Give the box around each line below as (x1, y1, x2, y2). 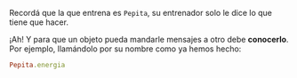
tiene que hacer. (9, 17, 69, 27)
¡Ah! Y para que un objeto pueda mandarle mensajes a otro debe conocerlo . (9, 35, 289, 44)
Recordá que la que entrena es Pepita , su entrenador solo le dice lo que (9, 8, 273, 18)
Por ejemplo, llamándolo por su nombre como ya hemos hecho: (9, 43, 242, 54)
